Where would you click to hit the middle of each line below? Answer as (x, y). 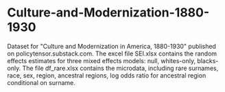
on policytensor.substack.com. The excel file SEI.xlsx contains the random (112, 54)
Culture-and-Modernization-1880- (108, 13)
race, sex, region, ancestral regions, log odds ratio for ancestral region (107, 75)
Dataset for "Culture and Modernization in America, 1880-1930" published (111, 46)
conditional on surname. (41, 82)
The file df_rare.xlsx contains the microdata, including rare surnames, (120, 68)
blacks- (208, 60)
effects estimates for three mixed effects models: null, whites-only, (102, 60)
